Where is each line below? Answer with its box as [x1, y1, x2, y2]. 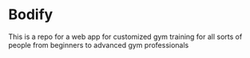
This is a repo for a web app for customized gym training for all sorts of [8, 32, 243, 41]
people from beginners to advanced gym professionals [8, 40, 189, 49]
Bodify [8, 6, 54, 24]
